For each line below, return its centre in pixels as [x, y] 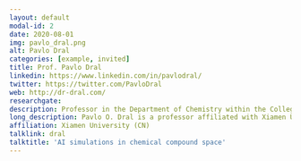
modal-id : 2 [31, 26]
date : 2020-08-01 [42, 34]
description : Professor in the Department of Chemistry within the [138, 109]
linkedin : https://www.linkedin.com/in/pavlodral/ [106, 76]
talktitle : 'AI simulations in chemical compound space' [118, 142]
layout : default [39, 17]
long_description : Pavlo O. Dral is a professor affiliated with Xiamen [148, 117]
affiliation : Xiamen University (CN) [80, 126]
